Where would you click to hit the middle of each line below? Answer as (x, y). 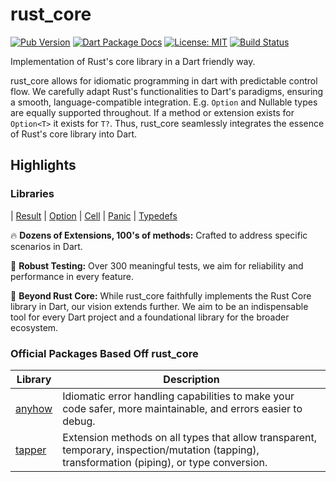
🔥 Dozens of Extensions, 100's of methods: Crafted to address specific (159, 235)
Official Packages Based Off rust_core (104, 353)
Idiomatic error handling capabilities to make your (178, 396)
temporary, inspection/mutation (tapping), (161, 450)
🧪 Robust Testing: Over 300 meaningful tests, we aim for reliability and (157, 265)
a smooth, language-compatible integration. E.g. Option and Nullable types (164, 102)
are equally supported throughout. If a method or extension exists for (152, 112)
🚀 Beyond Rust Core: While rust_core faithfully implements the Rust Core (161, 295)
